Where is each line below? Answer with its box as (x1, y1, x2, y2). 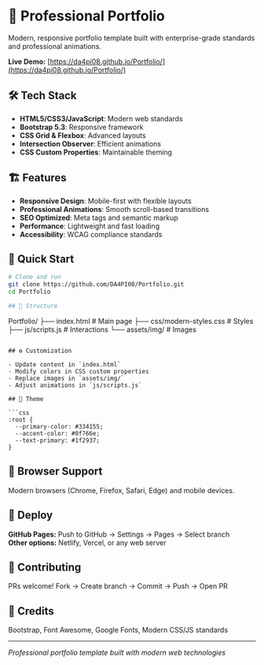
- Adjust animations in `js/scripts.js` (8, 381, 143, 389)
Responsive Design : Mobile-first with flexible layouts (19, 196, 192, 206)
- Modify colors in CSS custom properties (8, 367, 149, 375)
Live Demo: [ (8, 57, 51, 66)
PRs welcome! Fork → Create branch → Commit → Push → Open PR (8, 581, 228, 591)
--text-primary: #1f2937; (15, 437, 101, 444)
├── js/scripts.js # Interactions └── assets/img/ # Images (8, 325, 196, 334)
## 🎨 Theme (8, 395, 44, 403)
